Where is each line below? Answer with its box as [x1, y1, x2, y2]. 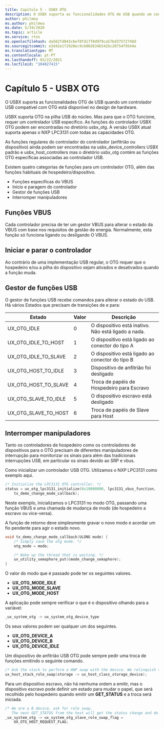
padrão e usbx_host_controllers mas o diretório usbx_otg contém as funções [5, 149, 159, 155]
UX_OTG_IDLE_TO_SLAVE [7, 353, 66, 360]
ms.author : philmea [5, 21, 45, 26]
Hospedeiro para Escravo [91, 384, 149, 391]
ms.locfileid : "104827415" [5, 62, 60, 67]
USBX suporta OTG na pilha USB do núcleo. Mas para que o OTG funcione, [5, 114, 156, 120]
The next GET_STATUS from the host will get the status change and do [11, 710, 159, 715]
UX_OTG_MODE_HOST [12, 590, 60, 596]
